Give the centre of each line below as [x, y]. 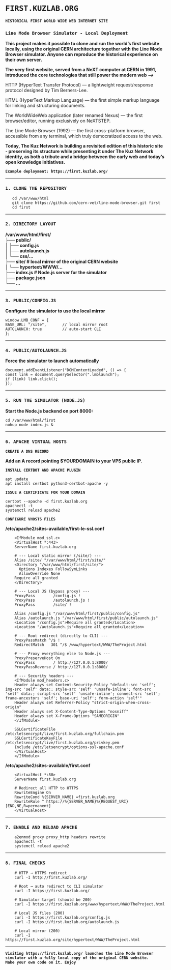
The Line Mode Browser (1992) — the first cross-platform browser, [75, 131]
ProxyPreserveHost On [37, 658]
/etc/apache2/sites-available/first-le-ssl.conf [55, 529]
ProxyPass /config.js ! [48, 596]
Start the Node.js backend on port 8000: [49, 411]
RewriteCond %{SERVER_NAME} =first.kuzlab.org [65, 797]
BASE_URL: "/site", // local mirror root [57, 325]
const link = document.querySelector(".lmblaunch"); [62, 375]
